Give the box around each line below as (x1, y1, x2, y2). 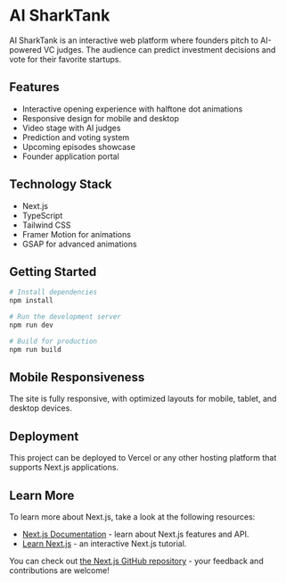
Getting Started (9, 264, 97, 279)
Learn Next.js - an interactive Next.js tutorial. (21, 538, 187, 549)
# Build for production (9, 337, 98, 346)
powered (9, 44, 42, 54)
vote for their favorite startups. (9, 54, 122, 64)
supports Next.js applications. (9, 462, 118, 473)
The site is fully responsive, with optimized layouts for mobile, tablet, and (9, 394, 277, 404)
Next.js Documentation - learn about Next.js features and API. (21, 529, 249, 540)
